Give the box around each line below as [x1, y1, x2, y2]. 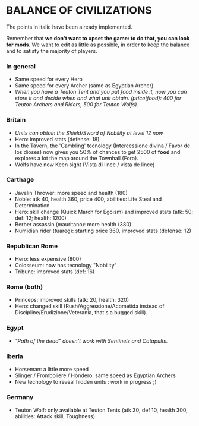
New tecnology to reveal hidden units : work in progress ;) [14, 378, 157, 386]
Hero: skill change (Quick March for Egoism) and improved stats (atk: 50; [14, 208, 194, 215]
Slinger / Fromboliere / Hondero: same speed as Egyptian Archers [14, 372, 176, 379]
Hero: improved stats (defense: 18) [14, 135, 100, 143]
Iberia [6, 352, 24, 360]
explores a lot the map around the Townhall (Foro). [14, 154, 138, 162]
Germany [6, 393, 34, 401]
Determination [14, 201, 50, 209]
